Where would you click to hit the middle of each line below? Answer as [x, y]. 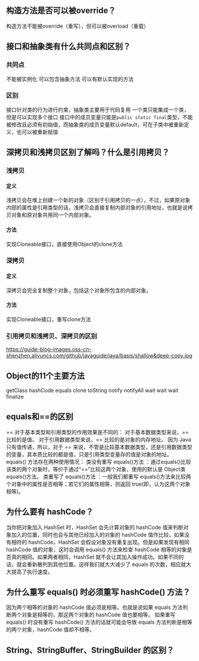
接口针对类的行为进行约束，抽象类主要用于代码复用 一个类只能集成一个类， [98, 110]
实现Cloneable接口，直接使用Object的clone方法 [65, 244]
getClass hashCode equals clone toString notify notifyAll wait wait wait [92, 390]
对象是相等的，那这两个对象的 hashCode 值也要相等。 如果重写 [99, 615]
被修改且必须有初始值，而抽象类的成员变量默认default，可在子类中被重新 [95, 124]
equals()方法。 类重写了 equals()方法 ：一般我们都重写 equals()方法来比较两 [99, 476]
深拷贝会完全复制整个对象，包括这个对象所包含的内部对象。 [79, 290]
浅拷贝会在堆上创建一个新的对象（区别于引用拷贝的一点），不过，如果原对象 [98, 200]
